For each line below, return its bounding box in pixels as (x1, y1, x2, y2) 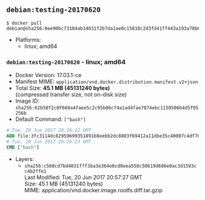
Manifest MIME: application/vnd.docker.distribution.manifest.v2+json (15, 78, 198, 85)
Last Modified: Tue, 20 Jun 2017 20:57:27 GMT (24, 173, 143, 181)
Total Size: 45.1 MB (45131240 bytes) (15, 84, 110, 92)
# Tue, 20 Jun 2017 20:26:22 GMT (6, 128, 92, 134)
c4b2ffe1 (24, 168, 47, 174)
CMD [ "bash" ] (6, 144, 40, 150)
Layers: (15, 155, 34, 162)
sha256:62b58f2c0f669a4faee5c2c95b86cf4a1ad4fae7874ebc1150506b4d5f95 (15, 105, 199, 111)
